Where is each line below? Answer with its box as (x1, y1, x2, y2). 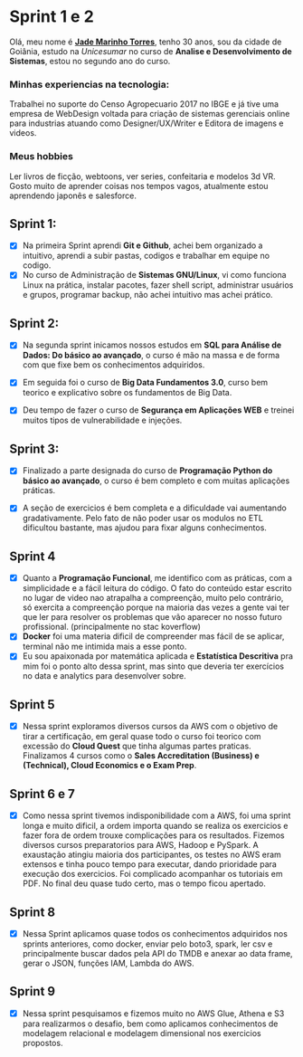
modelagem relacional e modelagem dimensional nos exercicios (22, 1027, 262, 1038)
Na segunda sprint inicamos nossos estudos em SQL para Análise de (22, 339, 282, 350)
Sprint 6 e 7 (9, 786, 75, 802)
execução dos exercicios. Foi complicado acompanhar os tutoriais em (22, 869, 283, 880)
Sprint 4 (9, 548, 56, 564)
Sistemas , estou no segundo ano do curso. (9, 55, 171, 66)
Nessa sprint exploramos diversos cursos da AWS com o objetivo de (22, 721, 279, 732)
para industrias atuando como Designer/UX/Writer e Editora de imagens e (9, 118, 284, 129)
